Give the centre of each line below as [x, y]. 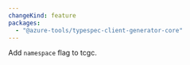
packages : [25, 23]
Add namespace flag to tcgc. [52, 53]
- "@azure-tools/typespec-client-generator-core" [99, 30]
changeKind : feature [43, 15]
